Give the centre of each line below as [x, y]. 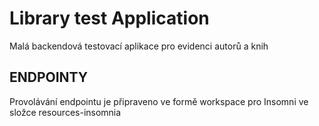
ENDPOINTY [49, 77]
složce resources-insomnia [65, 112]
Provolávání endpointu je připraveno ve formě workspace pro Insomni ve [159, 101]
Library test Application [109, 18]
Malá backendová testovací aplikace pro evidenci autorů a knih [139, 46]
